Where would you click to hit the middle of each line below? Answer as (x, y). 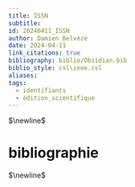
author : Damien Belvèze (48, 38)
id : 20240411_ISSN (39, 30)
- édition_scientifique (55, 98)
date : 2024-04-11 (37, 46)
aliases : (23, 75)
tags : (17, 83)
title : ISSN (28, 16)
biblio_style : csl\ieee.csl (55, 68)
